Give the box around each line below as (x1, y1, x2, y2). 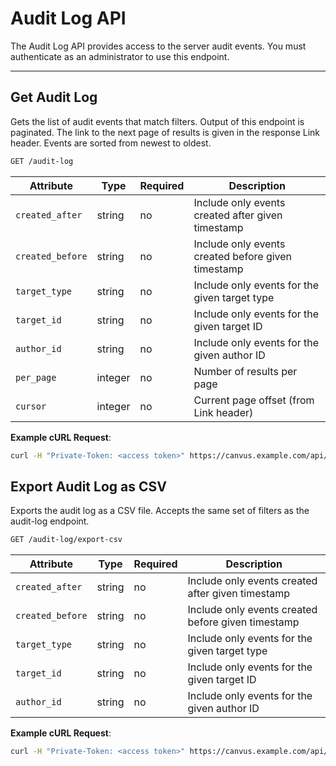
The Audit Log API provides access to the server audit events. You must (10, 40, 307, 52)
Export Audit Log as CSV (10, 478, 167, 495)
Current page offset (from (193, 393, 315, 407)
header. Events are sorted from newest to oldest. (10, 137, 212, 149)
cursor (15, 400, 47, 412)
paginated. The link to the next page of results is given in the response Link (10, 126, 321, 138)
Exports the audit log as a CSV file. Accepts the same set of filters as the (10, 505, 310, 517)
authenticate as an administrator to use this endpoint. (10, 50, 230, 62)
